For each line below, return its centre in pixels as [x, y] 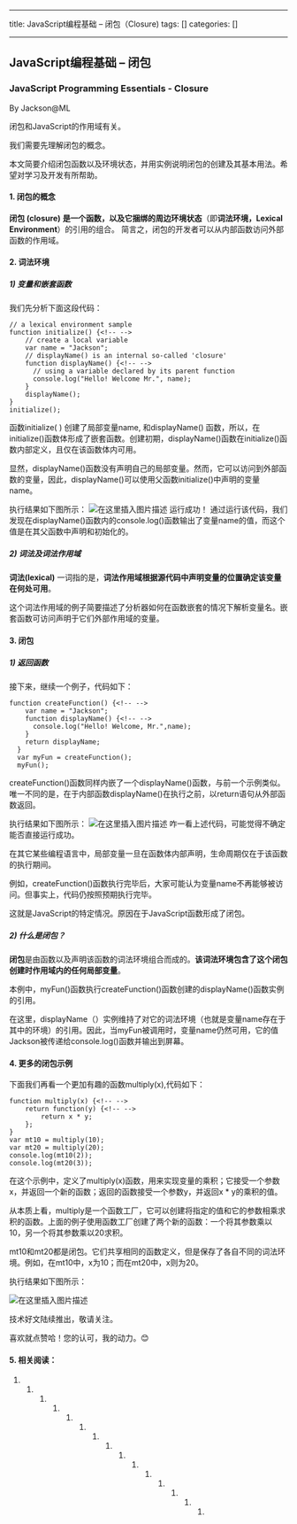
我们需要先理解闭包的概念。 [60, 145]
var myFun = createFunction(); [75, 757]
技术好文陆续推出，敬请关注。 [63, 1319]
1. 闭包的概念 [32, 197]
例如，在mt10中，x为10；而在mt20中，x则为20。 [114, 1263]
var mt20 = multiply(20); [57, 1148]
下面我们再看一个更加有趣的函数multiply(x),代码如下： [107, 1085]
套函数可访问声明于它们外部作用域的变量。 [87, 619]
